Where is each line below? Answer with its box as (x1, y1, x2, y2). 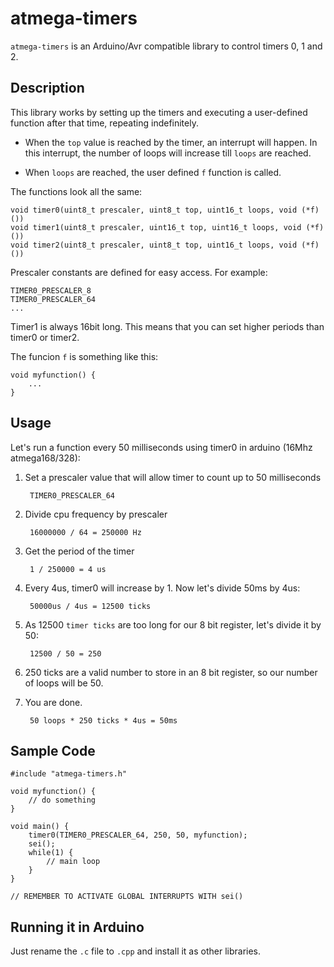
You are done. (24, 696, 83, 708)
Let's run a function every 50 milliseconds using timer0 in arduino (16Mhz (10, 441, 313, 453)
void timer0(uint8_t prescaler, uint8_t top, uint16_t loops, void (10, 205, 298, 215)
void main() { (10, 822, 70, 832)
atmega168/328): (10, 452, 81, 464)
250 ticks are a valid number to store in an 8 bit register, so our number (24, 666, 318, 678)
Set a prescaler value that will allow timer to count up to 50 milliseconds (24, 471, 322, 483)
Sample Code (10, 742, 96, 759)
